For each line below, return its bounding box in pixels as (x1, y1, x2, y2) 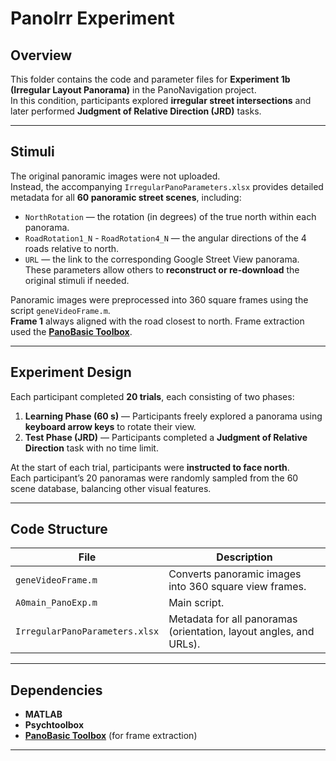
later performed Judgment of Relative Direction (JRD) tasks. (10, 105, 262, 117)
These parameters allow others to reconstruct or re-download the (24, 263, 300, 276)
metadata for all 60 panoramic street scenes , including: (10, 191, 242, 203)
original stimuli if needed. (24, 274, 130, 286)
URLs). (168, 637, 201, 651)
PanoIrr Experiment (10, 7, 175, 30)
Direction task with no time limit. (24, 442, 159, 454)
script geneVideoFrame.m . (10, 304, 111, 316)
